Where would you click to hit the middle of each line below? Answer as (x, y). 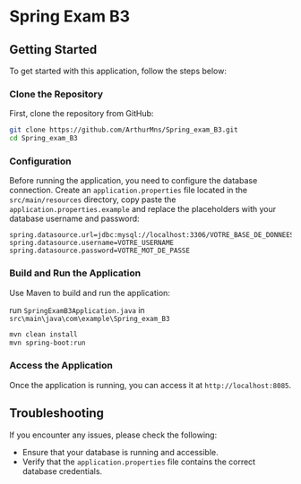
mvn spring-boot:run (48, 343)
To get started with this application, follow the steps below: (118, 71)
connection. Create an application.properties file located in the (129, 191)
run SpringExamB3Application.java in (77, 310)
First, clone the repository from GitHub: (82, 114)
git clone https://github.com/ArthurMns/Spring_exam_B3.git (124, 130)
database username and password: (75, 219)
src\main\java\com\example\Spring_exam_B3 (90, 318)
